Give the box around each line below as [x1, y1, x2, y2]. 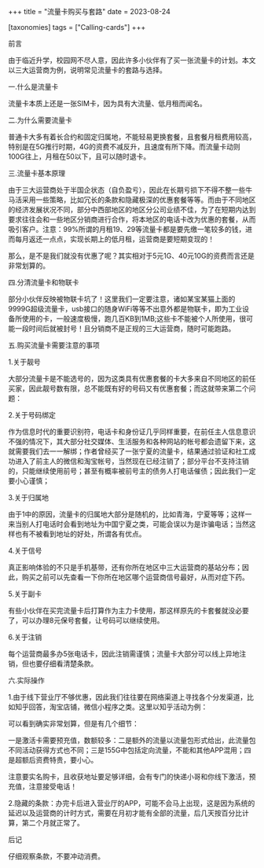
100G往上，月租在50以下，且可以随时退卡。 [8, 152, 151, 161]
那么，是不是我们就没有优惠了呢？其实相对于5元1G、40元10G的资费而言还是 [8, 251, 255, 260]
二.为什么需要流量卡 [8, 116, 73, 124]
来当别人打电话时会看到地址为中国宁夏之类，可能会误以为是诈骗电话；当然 [8, 520, 249, 528]
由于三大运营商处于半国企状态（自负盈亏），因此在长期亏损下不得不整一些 [8, 186, 246, 194]
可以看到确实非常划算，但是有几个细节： [8, 719, 139, 728]
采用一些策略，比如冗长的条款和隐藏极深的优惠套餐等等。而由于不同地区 [21, 195, 256, 204]
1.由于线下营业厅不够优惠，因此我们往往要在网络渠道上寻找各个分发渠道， [8, 693, 247, 701]
